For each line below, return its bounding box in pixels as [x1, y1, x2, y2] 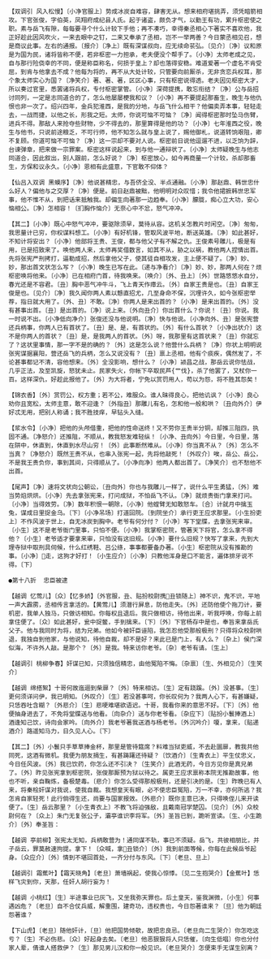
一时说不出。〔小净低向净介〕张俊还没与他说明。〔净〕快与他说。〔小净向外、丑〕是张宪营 [8, 315, 260, 323]
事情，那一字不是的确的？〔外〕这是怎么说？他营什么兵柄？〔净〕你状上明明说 [38, 341, 262, 349]
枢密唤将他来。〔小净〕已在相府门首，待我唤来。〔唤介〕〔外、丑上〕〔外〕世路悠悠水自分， [8, 272, 262, 280]
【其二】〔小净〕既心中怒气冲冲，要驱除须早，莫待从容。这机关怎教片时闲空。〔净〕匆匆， [8, 220, 262, 228]
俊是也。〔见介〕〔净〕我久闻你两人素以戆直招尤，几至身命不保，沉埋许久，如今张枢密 [8, 289, 250, 297]
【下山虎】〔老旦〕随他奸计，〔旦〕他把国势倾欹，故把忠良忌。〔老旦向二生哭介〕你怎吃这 [8, 927, 260, 935]
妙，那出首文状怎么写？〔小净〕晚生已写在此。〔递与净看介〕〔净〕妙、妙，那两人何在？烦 [8, 263, 262, 271]
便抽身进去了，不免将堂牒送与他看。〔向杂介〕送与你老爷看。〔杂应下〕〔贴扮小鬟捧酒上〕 [8, 710, 260, 718]
